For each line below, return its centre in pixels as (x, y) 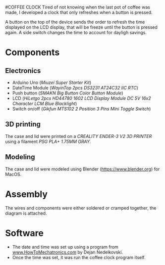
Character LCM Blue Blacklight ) (45, 104)
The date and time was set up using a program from (65, 247)
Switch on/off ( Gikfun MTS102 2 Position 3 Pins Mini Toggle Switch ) (82, 109)
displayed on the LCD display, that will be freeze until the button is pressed (81, 27)
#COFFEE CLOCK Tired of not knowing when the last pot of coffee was (78, 7)
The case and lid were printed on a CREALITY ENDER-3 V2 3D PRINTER (79, 136)
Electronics (23, 70)
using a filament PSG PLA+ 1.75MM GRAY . (48, 141)
